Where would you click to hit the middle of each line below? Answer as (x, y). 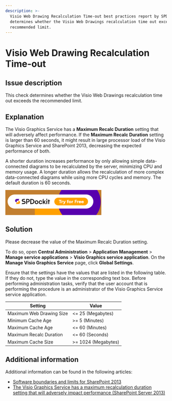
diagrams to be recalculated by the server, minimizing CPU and (95, 166)
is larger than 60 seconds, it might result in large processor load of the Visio (85, 140)
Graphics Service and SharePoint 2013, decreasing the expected (73, 146)
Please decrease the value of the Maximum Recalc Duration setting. (77, 242)
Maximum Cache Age (30, 328)
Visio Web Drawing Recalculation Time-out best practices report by (84, 16)
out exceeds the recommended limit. (44, 101)
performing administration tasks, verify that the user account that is (76, 283)
